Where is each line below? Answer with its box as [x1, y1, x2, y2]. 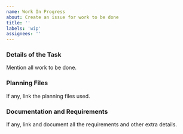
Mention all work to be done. [6, 64, 77, 71]
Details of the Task [6, 51, 62, 59]
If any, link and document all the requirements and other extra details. [6, 121, 178, 128]
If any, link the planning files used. [6, 92, 91, 99]
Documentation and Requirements [6, 107, 108, 116]
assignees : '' [6, 31, 42, 37]
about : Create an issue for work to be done [6, 14, 119, 20]
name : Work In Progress [6, 8, 66, 15]
